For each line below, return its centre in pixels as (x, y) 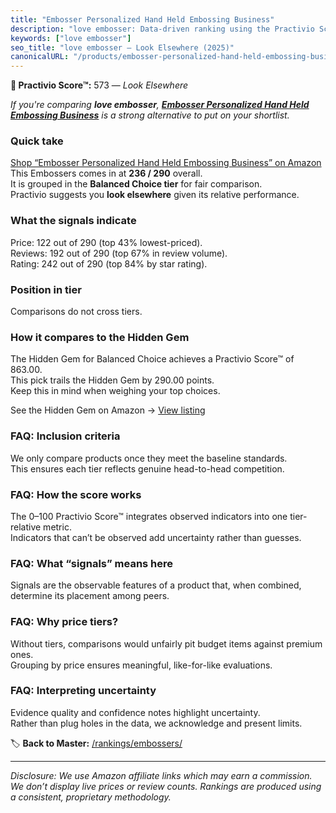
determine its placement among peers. (90, 596)
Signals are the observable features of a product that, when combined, (156, 585)
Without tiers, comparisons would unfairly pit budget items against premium (166, 643)
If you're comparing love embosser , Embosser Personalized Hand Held (160, 105)
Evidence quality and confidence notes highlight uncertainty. (135, 712)
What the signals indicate (73, 221)
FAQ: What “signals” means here (92, 563)
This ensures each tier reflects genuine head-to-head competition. (147, 468)
